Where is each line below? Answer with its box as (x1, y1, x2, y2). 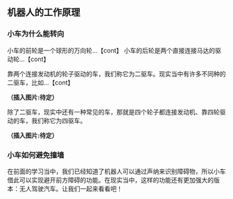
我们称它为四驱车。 (31, 116, 87, 125)
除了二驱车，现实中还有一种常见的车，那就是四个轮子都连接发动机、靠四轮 (7, 107, 220, 116)
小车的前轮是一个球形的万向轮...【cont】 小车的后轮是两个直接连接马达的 (7, 46, 216, 54)
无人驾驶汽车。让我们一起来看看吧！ (19, 184, 123, 193)
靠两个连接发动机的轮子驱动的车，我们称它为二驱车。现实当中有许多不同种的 (7, 69, 226, 78)
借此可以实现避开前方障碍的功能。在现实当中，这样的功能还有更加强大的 (7, 175, 214, 184)
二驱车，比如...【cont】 (7, 78, 74, 87)
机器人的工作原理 (7, 6, 80, 19)
